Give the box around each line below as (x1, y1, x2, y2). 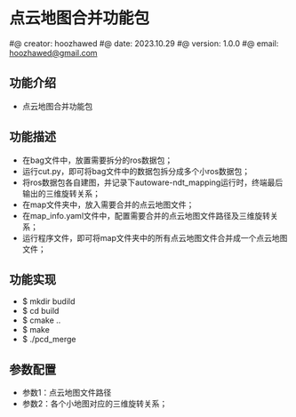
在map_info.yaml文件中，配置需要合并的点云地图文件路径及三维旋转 (21, 210, 271, 221)
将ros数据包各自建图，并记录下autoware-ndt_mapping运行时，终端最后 (21, 177, 284, 188)
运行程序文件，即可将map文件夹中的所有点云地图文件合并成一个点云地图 (21, 232, 288, 243)
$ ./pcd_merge (21, 334, 77, 345)
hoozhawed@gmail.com (9, 47, 98, 58)
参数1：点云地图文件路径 (21, 388, 112, 398)
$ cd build (21, 306, 60, 317)
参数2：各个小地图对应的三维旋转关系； (21, 398, 168, 409)
